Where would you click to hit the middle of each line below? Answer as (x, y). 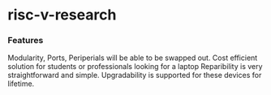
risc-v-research (62, 15)
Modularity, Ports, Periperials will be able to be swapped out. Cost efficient (133, 58)
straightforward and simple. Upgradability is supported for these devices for (135, 76)
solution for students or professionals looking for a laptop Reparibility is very (135, 67)
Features (26, 41)
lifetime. (21, 84)
